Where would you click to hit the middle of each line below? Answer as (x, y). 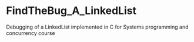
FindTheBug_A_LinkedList (71, 11)
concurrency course (31, 33)
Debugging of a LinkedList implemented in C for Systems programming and (97, 27)
